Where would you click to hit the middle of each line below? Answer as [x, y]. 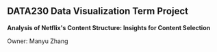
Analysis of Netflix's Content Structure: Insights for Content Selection [109, 27]
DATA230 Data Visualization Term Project [98, 11]
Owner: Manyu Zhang [38, 41]
